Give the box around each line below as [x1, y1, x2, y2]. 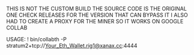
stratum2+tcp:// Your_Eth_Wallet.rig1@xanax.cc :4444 [6, 42, 138, 49]
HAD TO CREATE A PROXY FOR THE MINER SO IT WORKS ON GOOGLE [6, 18, 184, 25]
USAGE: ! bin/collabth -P [6, 36, 67, 42]
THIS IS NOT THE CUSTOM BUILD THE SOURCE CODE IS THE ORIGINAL [6, 5, 187, 12]
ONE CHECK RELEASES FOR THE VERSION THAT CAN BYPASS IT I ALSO [6, 11, 188, 19]
